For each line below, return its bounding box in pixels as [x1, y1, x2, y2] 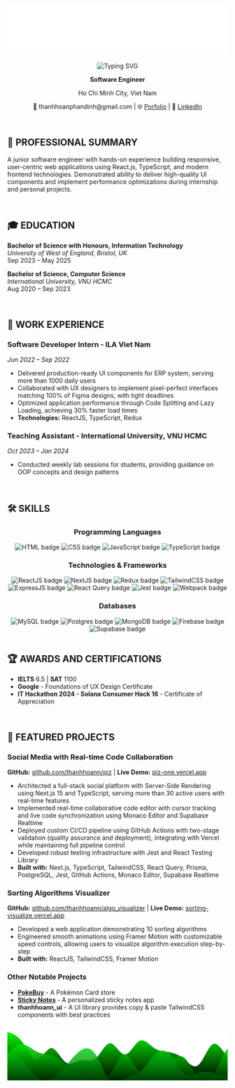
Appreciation [17, 697, 55, 706]
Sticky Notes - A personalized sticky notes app [17, 995, 155, 1004]
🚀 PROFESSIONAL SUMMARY [7, 136, 138, 148]
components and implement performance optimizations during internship [7, 177, 218, 186]
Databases [99, 601, 136, 611]
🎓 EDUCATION [7, 219, 76, 231]
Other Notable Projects [7, 972, 87, 982]
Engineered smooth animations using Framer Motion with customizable [17, 932, 222, 941]
